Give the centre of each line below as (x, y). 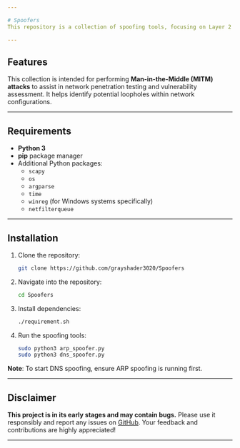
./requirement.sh (44, 322)
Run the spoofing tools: (52, 335)
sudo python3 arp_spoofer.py (61, 348)
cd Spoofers (35, 295)
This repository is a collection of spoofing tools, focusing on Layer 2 (120, 27)
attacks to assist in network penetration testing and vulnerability (102, 87)
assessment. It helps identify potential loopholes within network (101, 94)
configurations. (30, 102)
